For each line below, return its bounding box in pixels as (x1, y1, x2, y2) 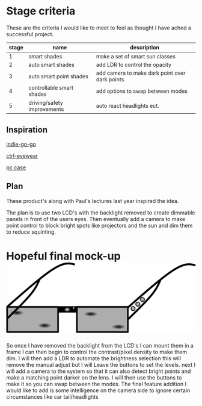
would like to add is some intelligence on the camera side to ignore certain (6, 387, 191, 394)
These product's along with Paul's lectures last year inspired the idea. (6, 197, 179, 204)
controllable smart (28, 84, 74, 92)
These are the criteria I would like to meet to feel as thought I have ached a (6, 24, 191, 31)
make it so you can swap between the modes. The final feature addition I (6, 381, 186, 388)
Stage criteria (6, 4, 76, 18)
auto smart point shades (28, 72, 89, 80)
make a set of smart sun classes (96, 52, 176, 60)
